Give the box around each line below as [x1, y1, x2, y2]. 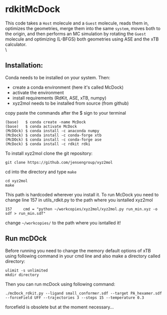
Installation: [5, 61, 43, 70]
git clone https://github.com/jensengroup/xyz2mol [5, 160, 113, 165]
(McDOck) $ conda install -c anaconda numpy [5, 128, 99, 133]
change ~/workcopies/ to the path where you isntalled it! [5, 219, 121, 226]
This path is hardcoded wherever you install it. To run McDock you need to [5, 191, 159, 197]
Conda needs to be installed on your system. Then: [5, 74, 110, 81]
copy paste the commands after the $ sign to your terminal [5, 110, 126, 116]
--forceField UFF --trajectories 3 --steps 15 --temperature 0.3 [5, 295, 144, 300]
